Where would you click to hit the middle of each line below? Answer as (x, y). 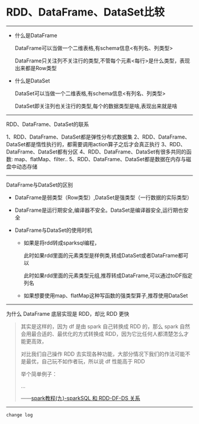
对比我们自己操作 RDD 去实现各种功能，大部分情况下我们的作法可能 (103, 354)
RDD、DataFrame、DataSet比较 (85, 12)
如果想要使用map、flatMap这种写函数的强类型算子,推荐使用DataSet (106, 296)
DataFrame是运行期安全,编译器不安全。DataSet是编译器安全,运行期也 (99, 210)
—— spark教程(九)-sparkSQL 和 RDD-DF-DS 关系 (80, 398)
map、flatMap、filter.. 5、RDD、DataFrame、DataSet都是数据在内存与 (100, 159)
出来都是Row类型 (36, 68)
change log (20, 415)
